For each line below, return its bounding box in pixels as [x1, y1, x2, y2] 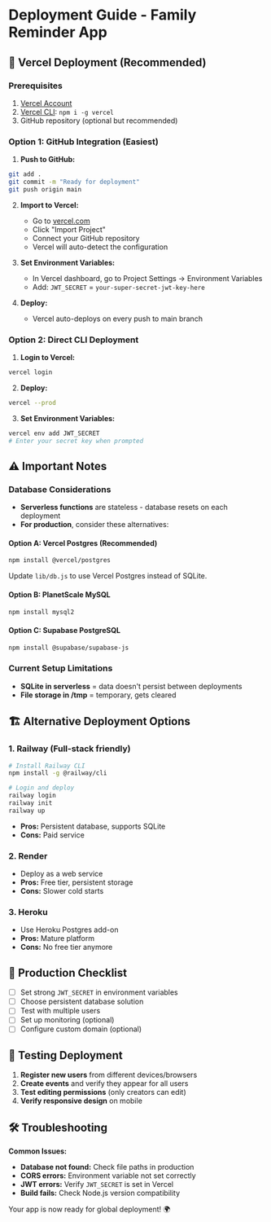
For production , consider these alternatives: [20, 520, 169, 530]
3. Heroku [8, 906, 48, 917]
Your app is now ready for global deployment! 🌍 [8, 1204, 171, 1215]
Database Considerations [8, 483, 111, 495]
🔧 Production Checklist [8, 965, 128, 979]
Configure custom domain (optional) [20, 1024, 142, 1034]
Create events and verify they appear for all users [20, 1079, 189, 1088]
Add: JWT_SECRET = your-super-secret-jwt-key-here [32, 282, 205, 292]
